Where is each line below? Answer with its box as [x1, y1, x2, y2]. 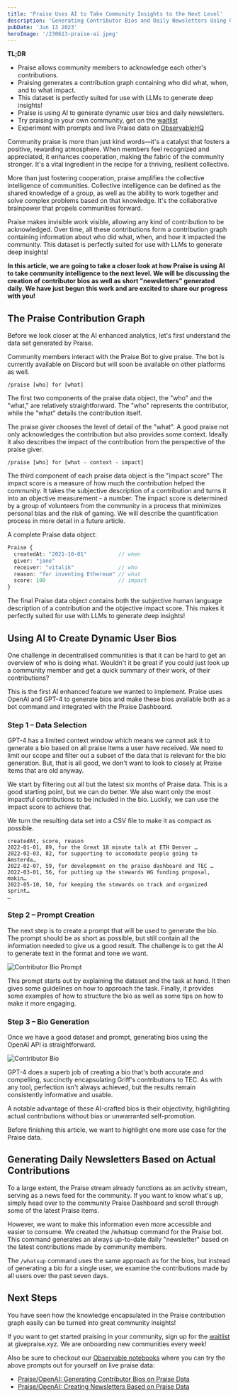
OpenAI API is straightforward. [7, 1040, 96, 1049]
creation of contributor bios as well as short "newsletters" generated [7, 277, 215, 285]
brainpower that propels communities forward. [7, 204, 143, 213]
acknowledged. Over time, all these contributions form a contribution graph [7, 225, 227, 234]
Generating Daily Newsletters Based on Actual [7, 1154, 216, 1166]
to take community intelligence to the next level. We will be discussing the [7, 269, 230, 277]
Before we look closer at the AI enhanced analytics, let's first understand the [7, 331, 231, 340]
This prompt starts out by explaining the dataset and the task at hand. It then [7, 976, 231, 985]
